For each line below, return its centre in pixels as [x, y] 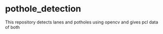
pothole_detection [43, 9]
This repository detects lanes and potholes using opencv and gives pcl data [82, 22]
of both [13, 27]
